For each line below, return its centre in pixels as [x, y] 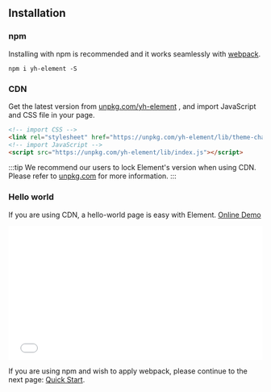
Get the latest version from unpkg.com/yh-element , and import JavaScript [132, 106]
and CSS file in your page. [52, 115]
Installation [37, 13]
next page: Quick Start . [47, 379]
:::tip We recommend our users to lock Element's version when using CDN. [132, 168]
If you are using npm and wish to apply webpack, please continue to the [128, 371]
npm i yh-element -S [43, 69]
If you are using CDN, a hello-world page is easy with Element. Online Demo [135, 215]
